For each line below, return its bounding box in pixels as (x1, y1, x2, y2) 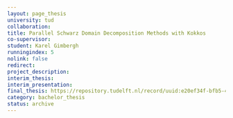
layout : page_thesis (7, 10, 67, 17)
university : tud (7, 17, 54, 24)
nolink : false (7, 56, 49, 62)
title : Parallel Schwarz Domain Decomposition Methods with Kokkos (7, 29, 207, 37)
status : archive (7, 101, 54, 108)
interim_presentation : (7, 81, 73, 88)
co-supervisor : (7, 36, 51, 43)
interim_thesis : (7, 74, 54, 82)
